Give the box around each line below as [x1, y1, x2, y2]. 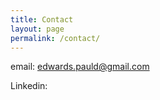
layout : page [10, 24, 65, 34]
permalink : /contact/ [10, 33, 101, 43]
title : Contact [10, 14, 74, 25]
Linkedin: [10, 80, 48, 92]
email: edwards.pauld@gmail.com [10, 61, 150, 73]
